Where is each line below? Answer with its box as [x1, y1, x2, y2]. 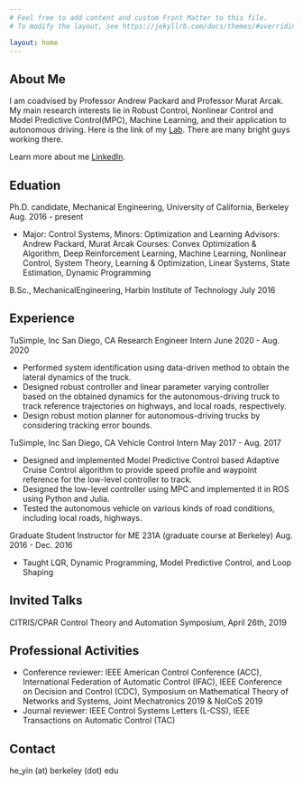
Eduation [9, 177, 61, 193]
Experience [9, 311, 75, 326]
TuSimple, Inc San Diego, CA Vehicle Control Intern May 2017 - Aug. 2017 [9, 437, 281, 448]
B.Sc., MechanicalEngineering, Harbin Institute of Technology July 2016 [9, 285, 276, 295]
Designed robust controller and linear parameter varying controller [22, 381, 270, 392]
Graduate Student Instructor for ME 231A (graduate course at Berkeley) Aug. [9, 530, 293, 541]
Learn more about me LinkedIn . [9, 151, 126, 163]
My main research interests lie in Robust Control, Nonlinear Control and [9, 105, 274, 116]
